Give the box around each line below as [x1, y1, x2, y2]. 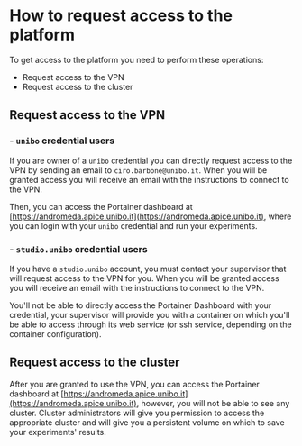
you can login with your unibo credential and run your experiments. [9, 220, 259, 231]
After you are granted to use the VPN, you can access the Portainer [9, 378, 260, 389]
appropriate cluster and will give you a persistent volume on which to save [9, 416, 286, 428]
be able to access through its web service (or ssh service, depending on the [9, 319, 293, 330]
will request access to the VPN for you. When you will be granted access [9, 272, 279, 284]
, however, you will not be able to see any [136, 397, 290, 408]
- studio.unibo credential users [9, 242, 148, 255]
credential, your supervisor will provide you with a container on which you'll [9, 309, 290, 320]
